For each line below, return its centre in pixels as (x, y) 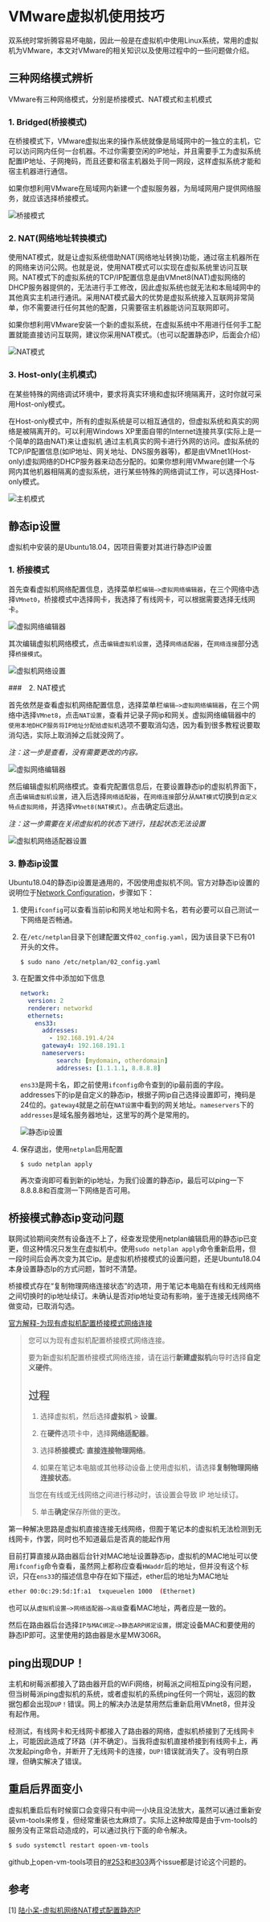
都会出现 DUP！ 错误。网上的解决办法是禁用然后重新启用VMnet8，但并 (135, 1704)
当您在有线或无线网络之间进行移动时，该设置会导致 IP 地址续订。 (135, 1495)
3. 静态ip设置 (33, 864)
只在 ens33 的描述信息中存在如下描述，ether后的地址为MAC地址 (125, 1576)
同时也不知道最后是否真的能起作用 (114, 1539)
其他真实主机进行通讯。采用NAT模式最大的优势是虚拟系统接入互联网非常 (128, 298)
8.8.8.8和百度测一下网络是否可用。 (77, 1190)
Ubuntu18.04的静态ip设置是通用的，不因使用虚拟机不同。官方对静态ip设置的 (134, 883)
